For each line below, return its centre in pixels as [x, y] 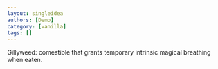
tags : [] [20, 33]
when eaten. [25, 60]
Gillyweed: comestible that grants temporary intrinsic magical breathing [109, 52]
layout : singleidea [35, 13]
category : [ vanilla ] [37, 26]
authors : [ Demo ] [30, 20]
